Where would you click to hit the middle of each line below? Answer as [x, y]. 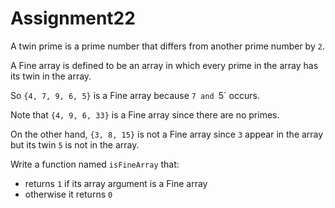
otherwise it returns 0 [68, 194]
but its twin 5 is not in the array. [75, 144]
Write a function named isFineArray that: [95, 164]
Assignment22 [73, 18]
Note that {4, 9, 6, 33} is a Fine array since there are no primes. [145, 114]
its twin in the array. [51, 76]
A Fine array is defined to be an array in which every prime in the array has [164, 65]
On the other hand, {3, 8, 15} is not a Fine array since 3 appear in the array [167, 134]
